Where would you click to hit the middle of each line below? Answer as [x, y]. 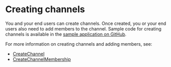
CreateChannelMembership [42, 59]
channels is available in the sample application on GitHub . [66, 34]
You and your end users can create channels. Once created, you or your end [86, 23]
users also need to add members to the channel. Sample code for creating [83, 28]
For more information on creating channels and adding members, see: [79, 44]
